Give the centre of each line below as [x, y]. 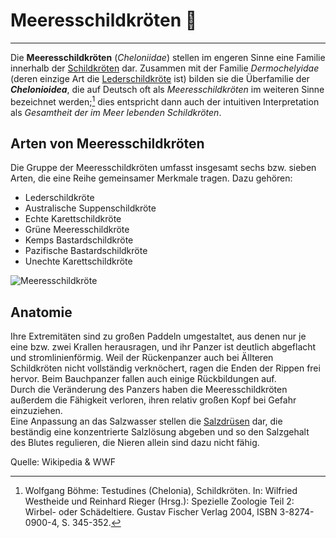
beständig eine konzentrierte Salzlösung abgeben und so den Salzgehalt [160, 432]
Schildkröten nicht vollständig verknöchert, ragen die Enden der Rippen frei [165, 368]
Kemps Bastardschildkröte [79, 240]
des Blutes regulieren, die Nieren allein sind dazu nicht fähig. [135, 443]
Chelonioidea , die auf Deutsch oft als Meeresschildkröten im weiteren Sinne [167, 89]
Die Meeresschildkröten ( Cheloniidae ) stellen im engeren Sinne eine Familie [168, 57]
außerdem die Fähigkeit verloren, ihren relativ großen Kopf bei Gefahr [153, 400]
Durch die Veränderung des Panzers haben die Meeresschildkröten [149, 390]
